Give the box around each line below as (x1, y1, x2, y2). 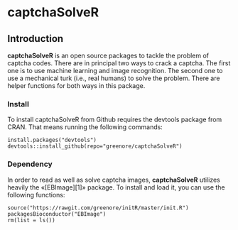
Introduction (7, 33, 64, 45)
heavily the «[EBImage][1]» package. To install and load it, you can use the (7, 182, 225, 192)
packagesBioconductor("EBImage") (7, 210, 107, 217)
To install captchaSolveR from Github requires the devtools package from (7, 115, 222, 124)
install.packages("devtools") (7, 136, 97, 144)
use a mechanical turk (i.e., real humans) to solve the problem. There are (7, 74, 220, 82)
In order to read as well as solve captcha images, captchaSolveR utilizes (7, 175, 220, 184)
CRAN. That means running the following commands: (7, 123, 163, 131)
